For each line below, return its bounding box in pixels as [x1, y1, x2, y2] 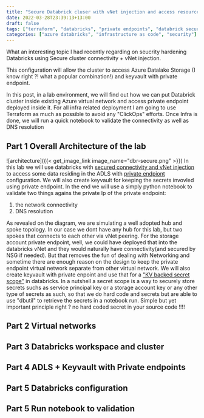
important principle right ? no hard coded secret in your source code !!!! [6, 303, 185, 310]
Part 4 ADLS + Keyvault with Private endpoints [6, 362, 186, 372]
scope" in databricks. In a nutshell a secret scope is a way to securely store [6, 277, 195, 284]
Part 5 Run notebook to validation [6, 403, 135, 414]
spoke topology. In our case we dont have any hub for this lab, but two [6, 225, 183, 233]
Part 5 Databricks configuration [6, 383, 129, 393]
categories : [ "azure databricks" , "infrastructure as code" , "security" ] [6, 32, 197, 38]
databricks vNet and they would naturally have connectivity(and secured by [6, 245, 196, 252]
